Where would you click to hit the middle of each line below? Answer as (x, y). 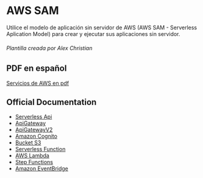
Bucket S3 (28, 143)
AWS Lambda (32, 155)
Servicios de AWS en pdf (37, 83)
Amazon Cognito (36, 136)
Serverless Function (40, 149)
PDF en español (37, 69)
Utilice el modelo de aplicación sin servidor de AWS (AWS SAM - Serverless (101, 27)
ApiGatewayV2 (34, 130)
